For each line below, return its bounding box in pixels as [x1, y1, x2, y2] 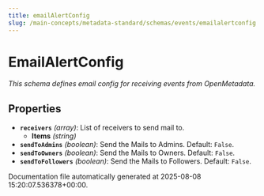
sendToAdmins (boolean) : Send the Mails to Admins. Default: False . [19, 140, 235, 149]
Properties [8, 102, 62, 115]
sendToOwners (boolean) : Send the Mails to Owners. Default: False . [19, 148, 236, 158]
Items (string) [31, 131, 77, 141]
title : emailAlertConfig [8, 11, 90, 20]
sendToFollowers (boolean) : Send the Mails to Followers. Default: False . [19, 156, 251, 166]
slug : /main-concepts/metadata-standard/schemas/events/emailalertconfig [8, 19, 257, 27]
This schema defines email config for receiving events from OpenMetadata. [8, 79, 256, 89]
